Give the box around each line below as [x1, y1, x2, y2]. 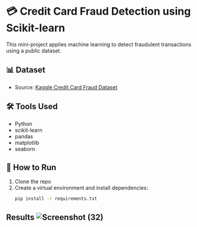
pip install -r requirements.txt [14, 196, 98, 202]
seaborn [14, 145, 35, 153]
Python [14, 120, 33, 127]
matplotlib [14, 139, 40, 146]
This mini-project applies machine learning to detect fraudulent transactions [6, 41, 192, 48]
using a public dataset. [6, 47, 62, 54]
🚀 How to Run [6, 162, 57, 172]
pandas [14, 132, 34, 140]
